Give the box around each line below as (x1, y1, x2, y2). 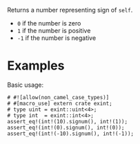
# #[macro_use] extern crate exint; (7, 100, 112, 107)
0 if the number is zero (17, 19, 81, 27)
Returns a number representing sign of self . (7, 6, 133, 14)
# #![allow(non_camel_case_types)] (7, 94, 110, 101)
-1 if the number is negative (17, 34, 97, 42)
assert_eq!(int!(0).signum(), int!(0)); (7, 124, 126, 131)
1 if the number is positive (17, 27, 91, 34)
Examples (7, 58, 65, 74)
